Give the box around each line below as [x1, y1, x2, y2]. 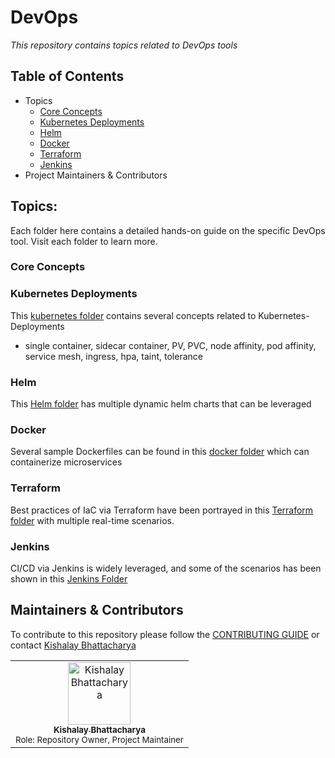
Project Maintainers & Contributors [24, 169, 168, 181]
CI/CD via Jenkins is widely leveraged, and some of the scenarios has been [10, 562, 322, 574]
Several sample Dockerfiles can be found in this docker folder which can [10, 446, 310, 458]
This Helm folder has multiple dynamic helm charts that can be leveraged [10, 398, 312, 410]
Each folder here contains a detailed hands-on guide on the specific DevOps [10, 224, 326, 236]
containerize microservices [10, 456, 123, 468]
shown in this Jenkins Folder [10, 572, 128, 585]
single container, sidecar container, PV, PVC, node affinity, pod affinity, [24, 339, 317, 351]
